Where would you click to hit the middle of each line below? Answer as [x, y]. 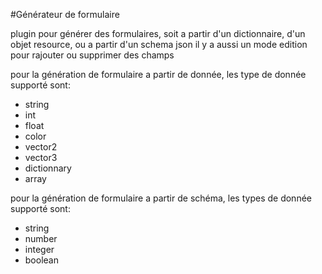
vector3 [41, 157]
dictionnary [48, 168]
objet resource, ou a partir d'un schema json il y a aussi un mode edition [159, 44]
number [41, 238]
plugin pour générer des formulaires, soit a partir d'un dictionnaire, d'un [158, 33]
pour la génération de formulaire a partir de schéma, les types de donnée [161, 198]
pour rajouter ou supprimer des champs [92, 55]
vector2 [41, 147]
